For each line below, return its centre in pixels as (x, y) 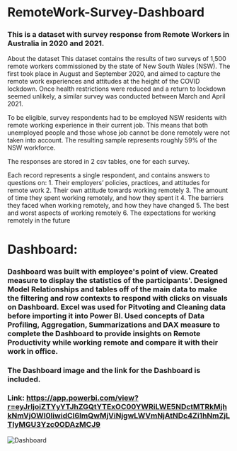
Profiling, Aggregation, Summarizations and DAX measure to (114, 325)
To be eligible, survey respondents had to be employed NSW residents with (117, 118)
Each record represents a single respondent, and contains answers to (109, 175)
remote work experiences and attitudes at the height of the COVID (104, 82)
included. (24, 379)
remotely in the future (39, 221)
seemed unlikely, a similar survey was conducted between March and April (116, 96)
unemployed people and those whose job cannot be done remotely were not (118, 133)
